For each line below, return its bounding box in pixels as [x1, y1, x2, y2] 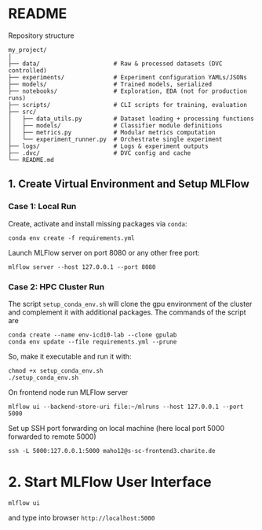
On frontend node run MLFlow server [8, 387, 129, 397]
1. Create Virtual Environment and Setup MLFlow [8, 178, 249, 191]
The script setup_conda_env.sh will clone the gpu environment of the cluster [8, 299, 253, 308]
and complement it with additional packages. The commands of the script [8, 307, 246, 317]
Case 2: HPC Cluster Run [8, 281, 104, 292]
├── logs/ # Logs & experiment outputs [8, 142, 209, 150]
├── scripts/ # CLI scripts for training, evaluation [8, 101, 247, 109]
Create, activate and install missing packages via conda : [8, 219, 187, 228]
